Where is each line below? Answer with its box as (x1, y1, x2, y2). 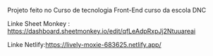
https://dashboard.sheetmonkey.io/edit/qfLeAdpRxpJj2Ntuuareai (7, 27, 196, 35)
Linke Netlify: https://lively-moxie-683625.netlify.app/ (7, 41, 162, 48)
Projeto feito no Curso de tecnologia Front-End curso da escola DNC (7, 6, 207, 14)
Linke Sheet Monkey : (7, 20, 71, 27)
